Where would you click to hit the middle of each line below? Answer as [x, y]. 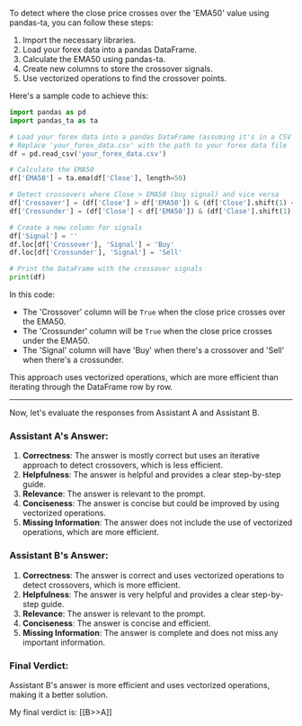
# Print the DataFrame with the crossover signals [106, 269]
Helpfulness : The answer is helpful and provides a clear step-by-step [151, 475]
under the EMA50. [56, 340]
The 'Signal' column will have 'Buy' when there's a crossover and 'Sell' [153, 350]
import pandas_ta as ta [54, 121]
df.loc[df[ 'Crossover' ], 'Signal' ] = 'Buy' [92, 244]
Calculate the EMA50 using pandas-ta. [94, 59]
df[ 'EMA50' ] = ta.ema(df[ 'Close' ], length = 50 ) [98, 178]
